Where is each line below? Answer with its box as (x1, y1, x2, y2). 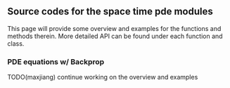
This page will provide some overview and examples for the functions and (7, 24, 222, 32)
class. (7, 39, 25, 48)
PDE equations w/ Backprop (7, 56, 105, 66)
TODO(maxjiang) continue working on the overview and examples (7, 73, 198, 82)
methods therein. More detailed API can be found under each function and (7, 32, 223, 40)
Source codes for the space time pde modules (7, 6, 213, 18)
